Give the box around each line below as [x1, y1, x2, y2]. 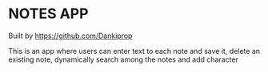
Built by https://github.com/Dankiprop [8, 31, 133, 40]
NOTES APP [8, 5, 89, 23]
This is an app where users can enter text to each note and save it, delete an [8, 46, 261, 55]
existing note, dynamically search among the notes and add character [8, 55, 238, 64]
